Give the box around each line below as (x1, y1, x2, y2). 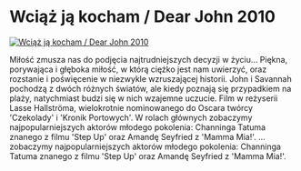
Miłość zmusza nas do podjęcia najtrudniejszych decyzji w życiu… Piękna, (9, 54, 288, 65)
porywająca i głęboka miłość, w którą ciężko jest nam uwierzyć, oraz (9, 64, 267, 75)
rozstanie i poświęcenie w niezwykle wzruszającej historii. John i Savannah (9, 73, 293, 84)
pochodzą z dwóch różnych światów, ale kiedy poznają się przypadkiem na (9, 83, 292, 94)
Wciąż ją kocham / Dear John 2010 (9, 6, 276, 27)
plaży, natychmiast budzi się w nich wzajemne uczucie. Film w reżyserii (9, 93, 278, 104)
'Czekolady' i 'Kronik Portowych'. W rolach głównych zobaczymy (9, 112, 253, 123)
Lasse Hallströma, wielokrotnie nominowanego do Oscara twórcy (9, 102, 253, 113)
